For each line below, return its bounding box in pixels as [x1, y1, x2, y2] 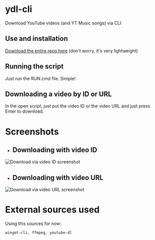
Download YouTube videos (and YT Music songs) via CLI [5, 20, 122, 26]
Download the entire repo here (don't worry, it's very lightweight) [5, 47, 138, 53]
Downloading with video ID [12, 146, 97, 154]
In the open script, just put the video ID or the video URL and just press [5, 103, 151, 109]
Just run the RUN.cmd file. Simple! [5, 75, 76, 81]
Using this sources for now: [5, 221, 62, 227]
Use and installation [5, 34, 68, 43]
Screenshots [5, 126, 59, 137]
